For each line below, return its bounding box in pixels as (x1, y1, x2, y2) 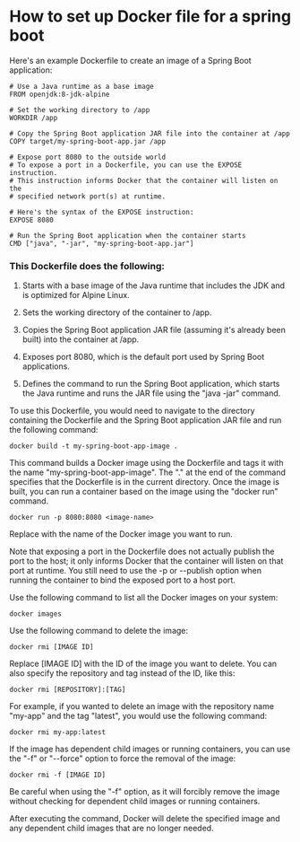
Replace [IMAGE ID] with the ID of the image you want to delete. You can (9, 658, 278, 670)
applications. (21, 361, 70, 372)
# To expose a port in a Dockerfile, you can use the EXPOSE (9, 160, 243, 170)
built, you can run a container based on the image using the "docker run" (9, 487, 279, 497)
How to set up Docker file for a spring (9, 6, 292, 27)
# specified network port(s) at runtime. (9, 191, 167, 201)
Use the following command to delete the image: (9, 626, 189, 636)
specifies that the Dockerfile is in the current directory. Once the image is (9, 477, 280, 487)
